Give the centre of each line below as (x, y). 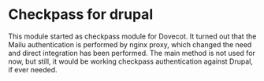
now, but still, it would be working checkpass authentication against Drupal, (131, 61)
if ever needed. (33, 69)
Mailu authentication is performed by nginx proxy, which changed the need (130, 44)
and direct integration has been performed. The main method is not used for (132, 53)
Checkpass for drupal (81, 15)
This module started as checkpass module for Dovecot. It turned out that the (132, 36)
